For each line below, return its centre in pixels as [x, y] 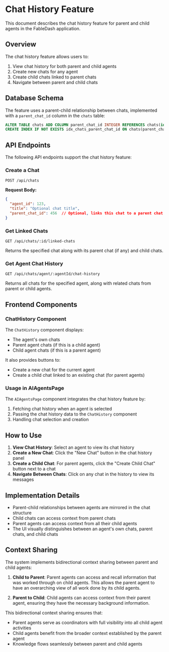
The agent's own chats [36, 340]
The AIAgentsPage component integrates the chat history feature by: [75, 399]
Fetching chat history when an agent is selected [62, 409]
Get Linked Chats [27, 231]
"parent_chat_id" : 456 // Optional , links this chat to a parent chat [87, 213]
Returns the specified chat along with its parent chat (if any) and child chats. [84, 251]
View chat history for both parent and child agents [64, 66]
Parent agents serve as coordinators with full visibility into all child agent [87, 622]
